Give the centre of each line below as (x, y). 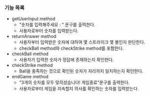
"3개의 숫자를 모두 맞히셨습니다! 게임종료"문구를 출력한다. (74, 83)
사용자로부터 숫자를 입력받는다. (49, 31)
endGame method (30, 77)
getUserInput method (33, 19)
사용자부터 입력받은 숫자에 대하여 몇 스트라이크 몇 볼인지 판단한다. (82, 42)
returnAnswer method (34, 36)
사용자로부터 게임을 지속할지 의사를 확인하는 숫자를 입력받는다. (79, 89)
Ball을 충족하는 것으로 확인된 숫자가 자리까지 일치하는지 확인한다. (81, 71)
